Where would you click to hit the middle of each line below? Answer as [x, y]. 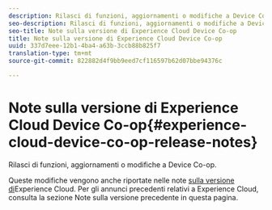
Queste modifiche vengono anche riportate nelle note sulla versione [121, 180]
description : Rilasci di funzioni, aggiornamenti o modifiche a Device [132, 16]
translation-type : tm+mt [50, 53]
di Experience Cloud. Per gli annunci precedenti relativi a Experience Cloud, [134, 189]
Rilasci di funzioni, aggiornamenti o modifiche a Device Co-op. [113, 164]
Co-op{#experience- [175, 125]
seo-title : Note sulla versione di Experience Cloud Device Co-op [123, 31]
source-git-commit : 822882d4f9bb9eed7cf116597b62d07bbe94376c [115, 61]
